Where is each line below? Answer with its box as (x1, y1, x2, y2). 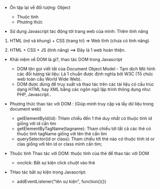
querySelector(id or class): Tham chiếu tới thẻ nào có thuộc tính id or (16, 136, 155, 142)
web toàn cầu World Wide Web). (16, 76, 82, 82)
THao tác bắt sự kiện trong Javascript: (9, 169, 86, 175)
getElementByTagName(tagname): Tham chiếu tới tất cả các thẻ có (16, 126, 151, 131)
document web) (9, 106, 42, 112)
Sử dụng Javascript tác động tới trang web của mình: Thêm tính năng (9, 29, 148, 34)
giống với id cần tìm (16, 121, 57, 126)
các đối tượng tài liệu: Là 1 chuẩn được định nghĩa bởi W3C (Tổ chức (16, 71, 154, 77)
